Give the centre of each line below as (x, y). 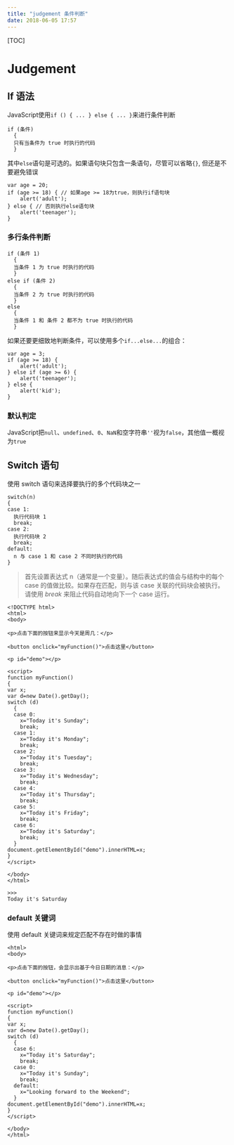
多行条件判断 (29, 238)
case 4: (25, 788)
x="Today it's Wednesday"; (59, 776)
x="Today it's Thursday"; (58, 794)
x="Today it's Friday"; (55, 813)
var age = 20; (28, 185)
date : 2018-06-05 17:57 (42, 20)
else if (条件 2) (32, 281)
